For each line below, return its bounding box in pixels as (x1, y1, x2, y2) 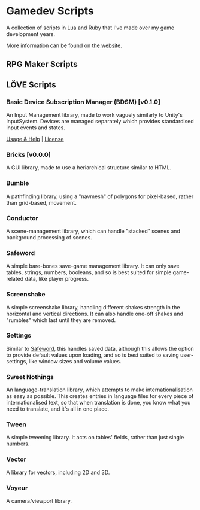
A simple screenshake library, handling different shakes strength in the (6, 303, 180, 311)
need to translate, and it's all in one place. (6, 405, 110, 412)
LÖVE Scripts (6, 80, 57, 90)
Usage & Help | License (6, 136, 64, 143)
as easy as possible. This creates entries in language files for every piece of (6, 393, 194, 400)
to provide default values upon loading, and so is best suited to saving (6, 351, 180, 359)
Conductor (6, 214, 38, 222)
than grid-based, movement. (6, 199, 77, 206)
